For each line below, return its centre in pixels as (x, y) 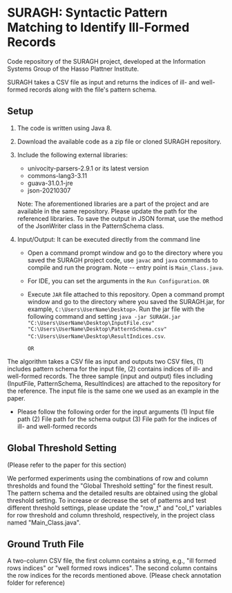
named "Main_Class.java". (44, 522)
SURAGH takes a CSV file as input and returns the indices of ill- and (104, 82)
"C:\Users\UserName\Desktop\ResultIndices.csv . (96, 336)
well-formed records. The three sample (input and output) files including (110, 376)
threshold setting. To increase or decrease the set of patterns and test (107, 500)
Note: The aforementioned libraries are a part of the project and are (113, 204)
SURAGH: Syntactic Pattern (87, 13)
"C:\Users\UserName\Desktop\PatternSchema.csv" (97, 329)
